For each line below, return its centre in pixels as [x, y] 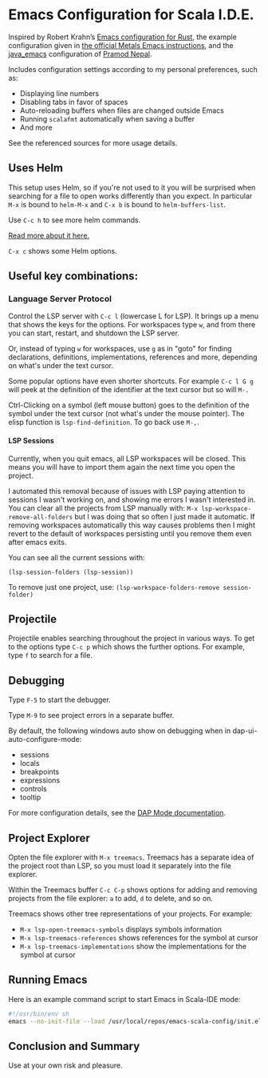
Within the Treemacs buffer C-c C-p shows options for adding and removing [133, 890]
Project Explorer [49, 838]
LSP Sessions [31, 441]
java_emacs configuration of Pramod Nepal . [81, 54]
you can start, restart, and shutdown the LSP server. [94, 333]
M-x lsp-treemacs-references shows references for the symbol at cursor [139, 938]
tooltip [30, 797]
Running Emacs [48, 980]
